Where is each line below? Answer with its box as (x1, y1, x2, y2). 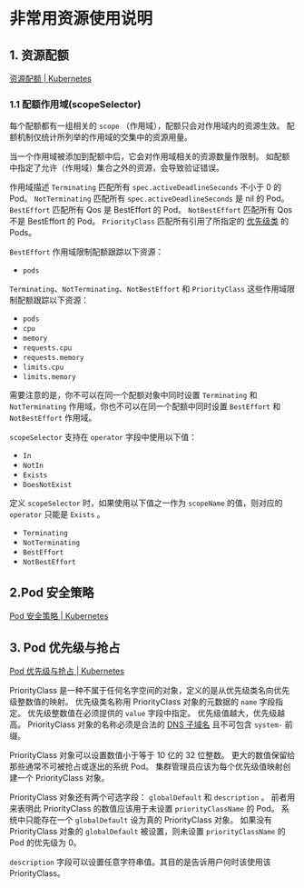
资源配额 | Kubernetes (9, 74, 93, 84)
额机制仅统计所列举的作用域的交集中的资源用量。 (9, 132, 192, 143)
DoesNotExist (22, 481, 73, 490)
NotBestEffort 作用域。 (9, 413, 97, 424)
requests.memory (22, 354, 84, 363)
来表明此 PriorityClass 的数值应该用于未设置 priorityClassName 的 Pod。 (9, 803, 279, 813)
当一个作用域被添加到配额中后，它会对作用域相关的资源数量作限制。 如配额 (9, 151, 290, 162)
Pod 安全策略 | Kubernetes (9, 611, 109, 622)
